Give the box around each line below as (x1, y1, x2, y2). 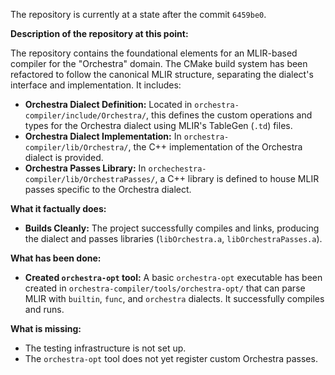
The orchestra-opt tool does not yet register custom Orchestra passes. (24, 353, 318, 364)
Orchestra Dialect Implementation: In (24, 130, 182, 142)
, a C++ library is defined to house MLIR (154, 173, 320, 184)
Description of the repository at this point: (10, 28, 189, 39)
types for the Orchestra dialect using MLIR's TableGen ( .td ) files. (24, 120, 293, 131)
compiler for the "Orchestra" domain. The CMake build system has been (10, 58, 308, 69)
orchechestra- (148, 164, 207, 174)
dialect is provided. (24, 152, 104, 163)
